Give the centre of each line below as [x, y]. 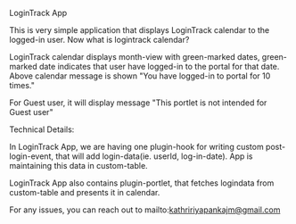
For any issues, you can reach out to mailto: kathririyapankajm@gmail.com [145, 210]
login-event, [32, 156]
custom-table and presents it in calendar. [85, 192]
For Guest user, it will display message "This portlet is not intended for [138, 103]
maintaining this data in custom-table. [79, 166]
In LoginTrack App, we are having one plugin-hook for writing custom [137, 147]
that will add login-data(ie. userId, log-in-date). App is [154, 156]
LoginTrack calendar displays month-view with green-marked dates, [135, 57]
